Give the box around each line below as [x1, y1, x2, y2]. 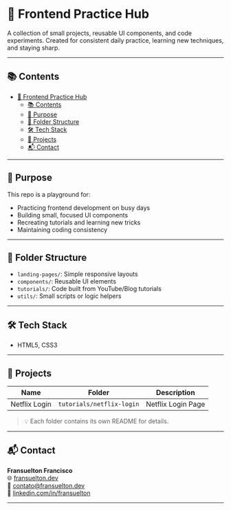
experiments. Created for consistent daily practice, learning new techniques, [7, 36, 224, 44]
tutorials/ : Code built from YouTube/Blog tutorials [16, 285, 162, 293]
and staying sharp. [7, 43, 60, 52]
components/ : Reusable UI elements [16, 277, 117, 286]
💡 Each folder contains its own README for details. [23, 417, 169, 425]
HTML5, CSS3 [16, 341, 58, 350]
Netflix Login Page [145, 399, 206, 409]
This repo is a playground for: [7, 190, 91, 198]
